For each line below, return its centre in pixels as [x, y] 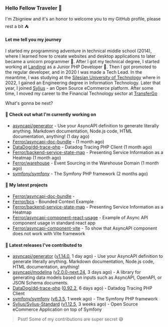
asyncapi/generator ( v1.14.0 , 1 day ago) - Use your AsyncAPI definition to [88, 256]
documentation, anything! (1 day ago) [51, 136]
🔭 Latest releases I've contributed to [44, 245]
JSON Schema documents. [40, 283]
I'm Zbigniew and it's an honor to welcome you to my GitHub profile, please [83, 19]
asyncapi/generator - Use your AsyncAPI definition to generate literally [86, 125]
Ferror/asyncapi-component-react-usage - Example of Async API [80, 217]
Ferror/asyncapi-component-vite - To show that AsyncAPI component [85, 228]
